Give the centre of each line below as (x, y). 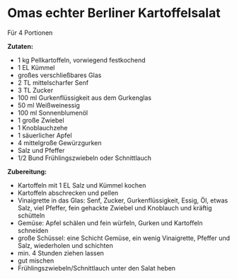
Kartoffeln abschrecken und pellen (68, 193)
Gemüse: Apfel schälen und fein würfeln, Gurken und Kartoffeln (110, 223)
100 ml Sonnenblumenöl (53, 113)
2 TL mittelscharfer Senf (53, 82)
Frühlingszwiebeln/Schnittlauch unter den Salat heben (96, 268)
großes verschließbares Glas (59, 75)
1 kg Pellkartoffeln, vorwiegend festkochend (82, 60)
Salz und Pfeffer (41, 150)
